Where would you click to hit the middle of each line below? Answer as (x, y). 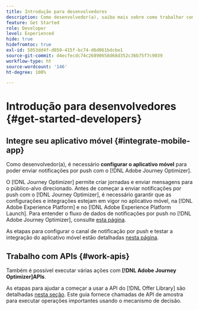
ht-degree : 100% (26, 72)
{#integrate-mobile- (153, 141)
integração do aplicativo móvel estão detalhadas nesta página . (82, 238)
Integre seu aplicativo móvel (60, 141)
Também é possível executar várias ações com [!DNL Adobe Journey (91, 270)
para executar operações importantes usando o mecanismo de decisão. (94, 301)
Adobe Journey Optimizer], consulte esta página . (66, 220)
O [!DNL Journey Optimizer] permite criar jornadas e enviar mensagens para (99, 182)
